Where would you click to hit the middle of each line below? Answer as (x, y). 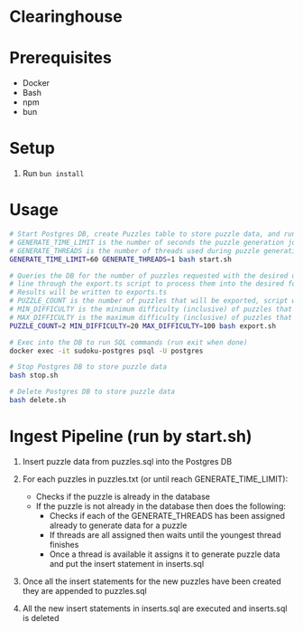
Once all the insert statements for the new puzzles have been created (151, 581)
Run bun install (53, 174)
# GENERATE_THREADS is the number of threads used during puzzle (134, 250)
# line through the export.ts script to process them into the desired (147, 284)
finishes (64, 544)
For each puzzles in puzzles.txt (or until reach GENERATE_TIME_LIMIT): (155, 479)
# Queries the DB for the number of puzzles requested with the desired (149, 276)
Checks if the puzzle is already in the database (123, 496)
